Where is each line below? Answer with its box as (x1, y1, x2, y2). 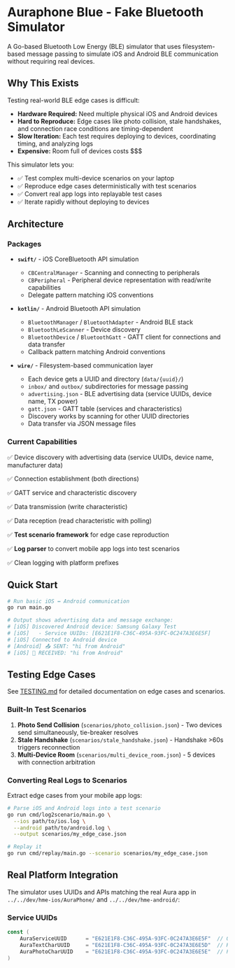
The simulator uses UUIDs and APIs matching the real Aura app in (7, 888, 197, 896)
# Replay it (7, 843, 42, 850)
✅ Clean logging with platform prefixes (7, 558, 119, 567)
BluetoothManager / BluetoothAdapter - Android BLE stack (27, 318, 194, 326)
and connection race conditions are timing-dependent (17, 124, 173, 133)
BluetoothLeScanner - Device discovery (27, 325, 141, 334)
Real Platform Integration (7, 869, 119, 881)
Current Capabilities (7, 437, 78, 447)
